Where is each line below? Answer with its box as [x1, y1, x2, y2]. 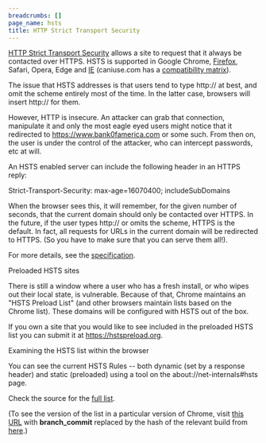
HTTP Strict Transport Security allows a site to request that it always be [8, 49, 242, 58]
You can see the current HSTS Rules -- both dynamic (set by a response [8, 361, 245, 371]
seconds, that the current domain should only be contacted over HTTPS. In [8, 210, 254, 220]
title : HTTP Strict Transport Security [8, 26, 141, 34]
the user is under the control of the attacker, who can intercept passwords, [8, 138, 253, 148]
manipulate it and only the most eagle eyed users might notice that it [8, 121, 233, 131]
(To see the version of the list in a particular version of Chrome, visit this [8, 409, 245, 418]
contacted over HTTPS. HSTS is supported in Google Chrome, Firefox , [8, 56, 238, 66]
